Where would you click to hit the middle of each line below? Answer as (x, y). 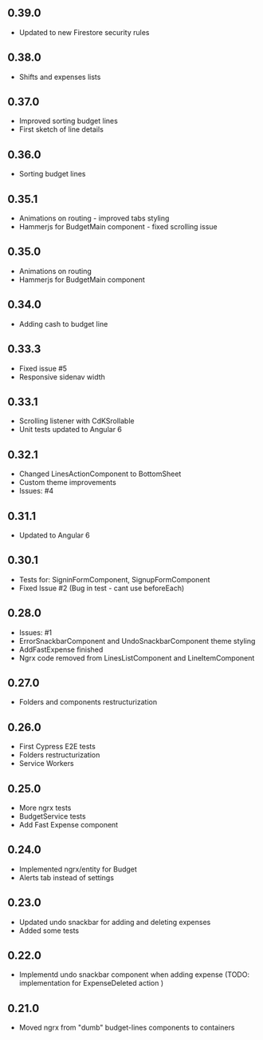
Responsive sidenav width (62, 377)
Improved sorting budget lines (69, 121)
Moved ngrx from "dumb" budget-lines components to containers (127, 1028)
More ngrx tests (45, 808)
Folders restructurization (59, 755)
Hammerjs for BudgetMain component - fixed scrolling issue (118, 227)
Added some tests (49, 931)
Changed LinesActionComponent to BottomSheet (100, 474)
